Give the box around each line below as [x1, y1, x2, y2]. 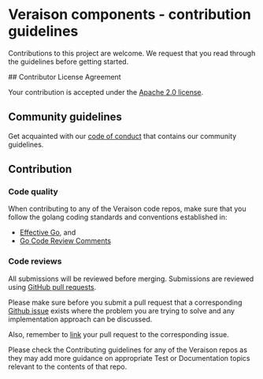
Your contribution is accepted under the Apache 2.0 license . [8, 87, 204, 96]
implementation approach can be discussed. [8, 314, 153, 324]
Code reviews [8, 256, 62, 267]
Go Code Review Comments [19, 236, 112, 246]
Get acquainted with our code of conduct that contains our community [8, 131, 237, 141]
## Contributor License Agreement [8, 72, 121, 81]
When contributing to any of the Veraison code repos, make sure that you [8, 204, 246, 214]
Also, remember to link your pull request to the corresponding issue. [8, 329, 230, 339]
